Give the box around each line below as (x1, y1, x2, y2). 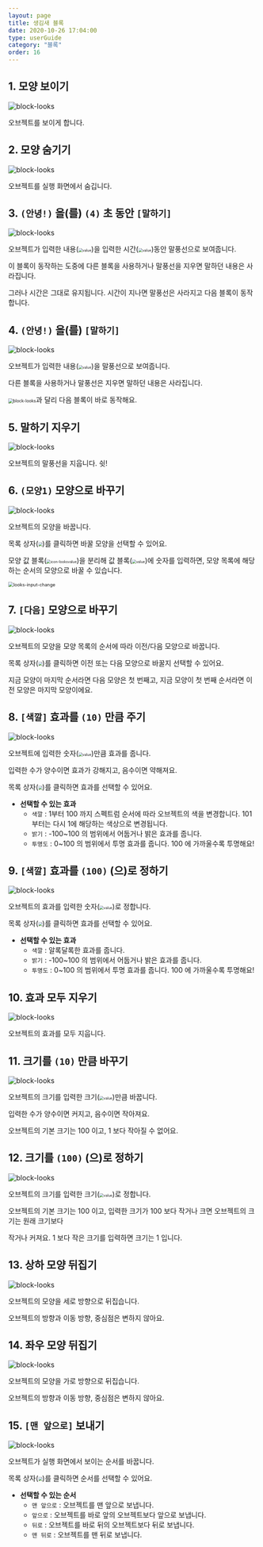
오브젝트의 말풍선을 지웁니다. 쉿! (8, 459, 109, 468)
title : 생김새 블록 (8, 19, 64, 27)
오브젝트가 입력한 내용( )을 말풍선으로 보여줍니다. (8, 362, 170, 371)
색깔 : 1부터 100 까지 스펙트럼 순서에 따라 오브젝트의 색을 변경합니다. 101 (31, 808, 253, 818)
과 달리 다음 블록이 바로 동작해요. (35, 395, 137, 405)
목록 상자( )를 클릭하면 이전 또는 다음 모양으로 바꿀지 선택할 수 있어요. (8, 658, 224, 667)
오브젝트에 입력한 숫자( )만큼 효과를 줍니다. (8, 748, 151, 758)
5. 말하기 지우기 (8, 420, 81, 434)
